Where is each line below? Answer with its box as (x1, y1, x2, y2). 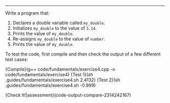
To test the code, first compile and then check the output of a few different (5, 51, 161, 57)
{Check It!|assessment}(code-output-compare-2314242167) (5, 92, 132, 98)
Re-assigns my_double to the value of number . (12, 36, 105, 42)
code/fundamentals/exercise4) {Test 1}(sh (5, 72, 94, 77)
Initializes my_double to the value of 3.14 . (12, 25, 97, 31)
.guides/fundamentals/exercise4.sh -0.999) (5, 82, 96, 88)
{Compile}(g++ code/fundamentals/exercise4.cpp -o (5, 66, 115, 72)
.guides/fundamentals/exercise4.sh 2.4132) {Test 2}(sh (5, 77, 120, 83)
